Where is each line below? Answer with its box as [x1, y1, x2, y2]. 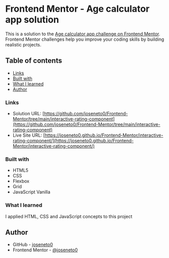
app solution [5, 14, 60, 25]
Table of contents [5, 57, 62, 65]
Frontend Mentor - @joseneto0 [12, 247, 78, 253]
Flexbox [12, 178, 30, 184]
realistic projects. [5, 41, 42, 47]
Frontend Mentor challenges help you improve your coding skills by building [5, 36, 164, 42]
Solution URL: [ [12, 111, 44, 117]
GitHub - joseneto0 [12, 242, 53, 248]
